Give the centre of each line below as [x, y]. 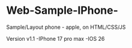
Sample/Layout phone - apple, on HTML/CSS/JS [66, 27]
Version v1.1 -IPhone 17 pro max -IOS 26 [55, 38]
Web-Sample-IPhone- [62, 10]
